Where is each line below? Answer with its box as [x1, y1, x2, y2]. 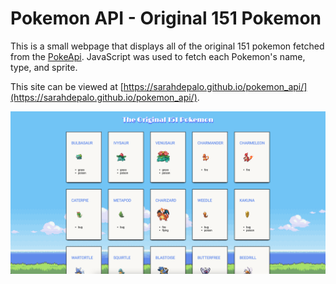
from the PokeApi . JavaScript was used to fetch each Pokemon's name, [10, 50, 306, 62]
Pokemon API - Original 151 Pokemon [10, 7, 322, 30]
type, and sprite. [10, 61, 78, 73]
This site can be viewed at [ [10, 80, 124, 92]
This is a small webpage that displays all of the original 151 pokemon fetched [10, 40, 325, 52]
